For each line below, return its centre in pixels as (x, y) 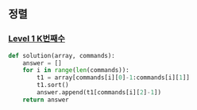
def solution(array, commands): (62, 55)
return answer (46, 100)
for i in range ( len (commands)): (76, 70)
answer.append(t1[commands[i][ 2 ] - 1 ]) (99, 93)
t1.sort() (53, 85)
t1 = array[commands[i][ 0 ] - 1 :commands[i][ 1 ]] (114, 78)
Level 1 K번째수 (37, 39)
